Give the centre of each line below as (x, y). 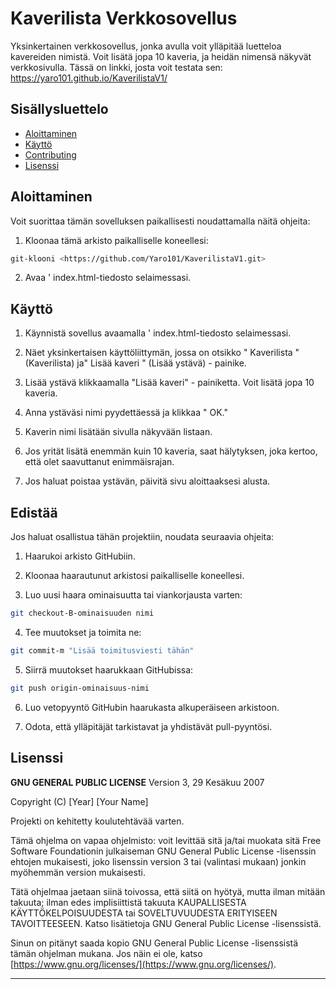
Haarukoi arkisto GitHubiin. (80, 556)
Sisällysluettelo (59, 109)
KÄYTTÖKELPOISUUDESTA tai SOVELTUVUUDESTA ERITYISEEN (144, 913)
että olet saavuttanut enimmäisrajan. (99, 462)
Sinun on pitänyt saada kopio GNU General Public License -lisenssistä (154, 943)
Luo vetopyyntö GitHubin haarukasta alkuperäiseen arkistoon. (152, 707)
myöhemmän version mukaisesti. (78, 872)
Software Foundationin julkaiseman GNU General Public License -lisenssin (163, 851)
